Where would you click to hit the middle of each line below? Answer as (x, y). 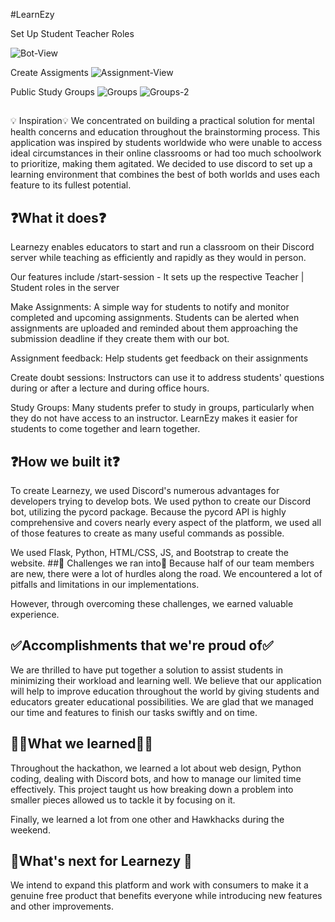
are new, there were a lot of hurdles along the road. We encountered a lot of (166, 574)
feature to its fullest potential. (71, 185)
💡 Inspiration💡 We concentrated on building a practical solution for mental (162, 121)
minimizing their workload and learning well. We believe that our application (166, 680)
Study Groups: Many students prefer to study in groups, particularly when (162, 408)
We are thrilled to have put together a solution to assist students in (147, 670)
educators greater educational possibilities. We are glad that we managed (162, 701)
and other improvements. (62, 906)
